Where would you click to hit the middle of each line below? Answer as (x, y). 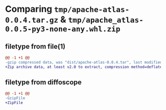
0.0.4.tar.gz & (36, 19)
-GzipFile (15, 98)
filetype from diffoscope (43, 82)
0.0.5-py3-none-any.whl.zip (63, 29)
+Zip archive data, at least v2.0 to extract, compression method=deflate (84, 67)
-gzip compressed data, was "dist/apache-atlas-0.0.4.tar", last (74, 62)
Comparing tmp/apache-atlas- (67, 9)
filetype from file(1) (35, 46)
